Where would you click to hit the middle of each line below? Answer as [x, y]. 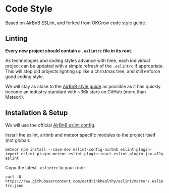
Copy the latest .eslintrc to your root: [45, 167]
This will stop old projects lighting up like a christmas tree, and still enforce [83, 71]
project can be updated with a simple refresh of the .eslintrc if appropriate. [84, 66]
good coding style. [25, 77]
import [12, 154]
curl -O [13, 177]
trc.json [14, 185]
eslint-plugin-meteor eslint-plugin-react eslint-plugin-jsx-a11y [92, 154]
